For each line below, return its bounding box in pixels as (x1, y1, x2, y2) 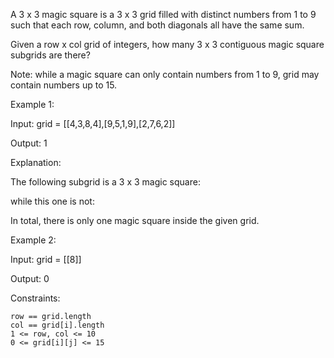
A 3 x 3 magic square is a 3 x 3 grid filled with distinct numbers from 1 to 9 (10, 9, 317, 20)
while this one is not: (10, 195, 95, 207)
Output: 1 (10, 137, 48, 149)
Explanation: (10, 157, 62, 168)
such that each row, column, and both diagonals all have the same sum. (10, 19, 305, 31)
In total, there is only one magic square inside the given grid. (10, 215, 260, 226)
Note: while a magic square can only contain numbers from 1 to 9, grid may (10, 69, 320, 80)
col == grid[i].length (10, 320, 105, 330)
